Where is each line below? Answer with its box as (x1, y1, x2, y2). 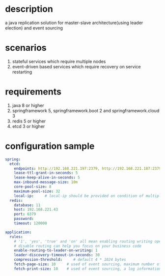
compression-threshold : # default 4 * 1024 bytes (14, 257, 126, 262)
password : (14, 216, 34, 221)
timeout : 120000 (14, 221, 48, 226)
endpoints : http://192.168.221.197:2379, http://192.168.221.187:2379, (14, 166, 164, 171)
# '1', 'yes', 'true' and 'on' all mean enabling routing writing (14, 239, 153, 244)
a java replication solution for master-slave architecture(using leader (5, 20, 143, 26)
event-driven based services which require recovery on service (12, 63, 141, 69)
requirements (5, 86, 61, 97)
